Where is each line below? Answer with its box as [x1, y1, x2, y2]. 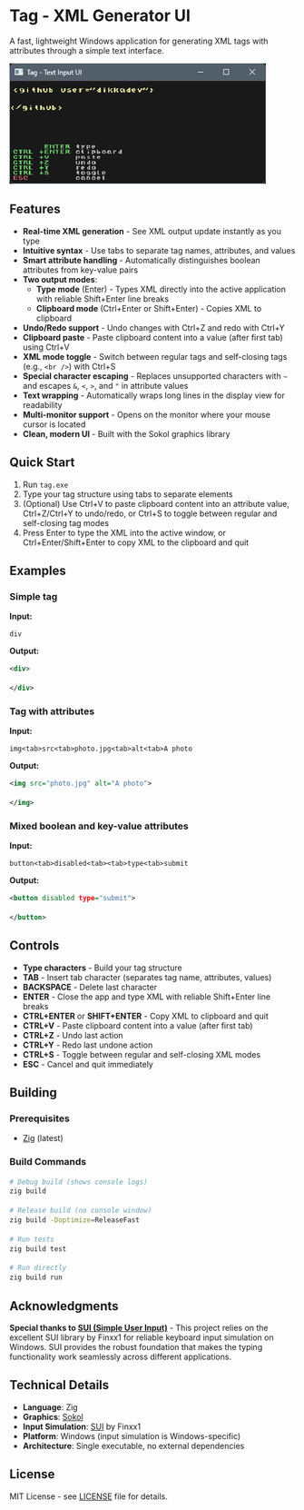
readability [22, 399, 63, 410]
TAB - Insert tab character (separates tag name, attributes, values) [22, 971, 272, 982]
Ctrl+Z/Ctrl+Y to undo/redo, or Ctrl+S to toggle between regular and [22, 508, 278, 519]
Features [9, 202, 61, 217]
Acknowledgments [9, 1298, 120, 1314]
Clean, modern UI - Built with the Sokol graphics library [22, 428, 230, 439]
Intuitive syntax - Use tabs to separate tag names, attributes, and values [22, 244, 296, 255]
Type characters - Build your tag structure [22, 962, 183, 973]
